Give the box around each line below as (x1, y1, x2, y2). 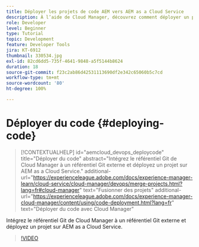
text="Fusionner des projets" (83, 186, 154, 193)
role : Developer (6, 20, 46, 25)
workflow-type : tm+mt (6, 75, 60, 81)
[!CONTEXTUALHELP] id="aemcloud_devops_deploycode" (20, 149, 165, 156)
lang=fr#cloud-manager (20, 186, 80, 193)
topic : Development (6, 36, 54, 42)
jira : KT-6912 (6, 47, 41, 53)
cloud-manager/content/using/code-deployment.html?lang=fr (20, 199, 172, 206)
